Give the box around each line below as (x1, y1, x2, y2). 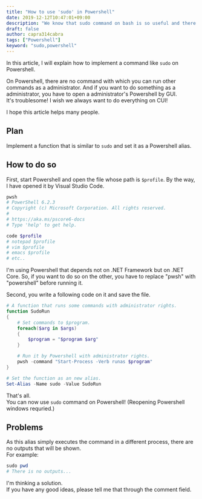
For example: (6, 451, 39, 458)
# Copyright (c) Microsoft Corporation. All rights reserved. (6, 205, 166, 211)
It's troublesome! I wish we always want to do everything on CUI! (6, 96, 168, 104)
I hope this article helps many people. (6, 108, 100, 116)
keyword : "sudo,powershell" (6, 43, 77, 49)
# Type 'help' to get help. (6, 222, 77, 228)
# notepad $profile (6, 239, 56, 245)
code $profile (6, 233, 42, 239)
